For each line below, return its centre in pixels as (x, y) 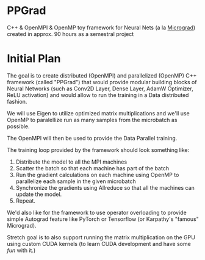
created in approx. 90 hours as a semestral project (70, 34)
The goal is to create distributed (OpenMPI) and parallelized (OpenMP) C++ (102, 75)
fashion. (17, 101)
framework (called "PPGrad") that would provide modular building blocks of (102, 82)
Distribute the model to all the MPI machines (71, 162)
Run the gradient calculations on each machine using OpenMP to (97, 175)
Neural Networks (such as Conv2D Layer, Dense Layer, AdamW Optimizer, (100, 88)
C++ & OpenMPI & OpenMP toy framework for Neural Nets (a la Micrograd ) (101, 27)
